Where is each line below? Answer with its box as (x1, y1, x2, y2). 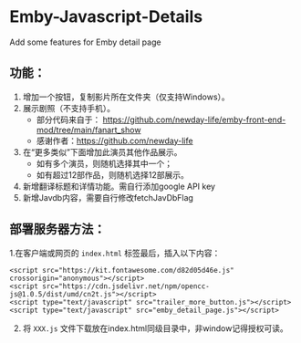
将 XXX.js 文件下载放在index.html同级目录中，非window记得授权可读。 (22, 322, 289, 334)
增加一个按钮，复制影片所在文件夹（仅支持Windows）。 (22, 91, 230, 102)
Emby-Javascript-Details (9, 6, 203, 27)
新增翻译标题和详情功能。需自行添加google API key (22, 181, 216, 192)
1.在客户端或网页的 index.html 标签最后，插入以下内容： (9, 247, 221, 258)
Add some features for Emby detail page (9, 36, 161, 47)
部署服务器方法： (9, 222, 106, 237)
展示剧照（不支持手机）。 (22, 102, 116, 113)
